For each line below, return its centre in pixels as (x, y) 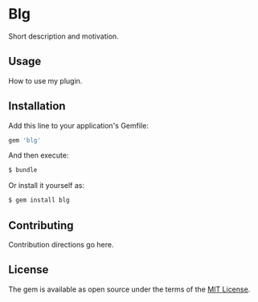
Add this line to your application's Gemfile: (78, 125)
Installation (37, 106)
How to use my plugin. (45, 80)
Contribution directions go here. (61, 245)
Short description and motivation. (63, 36)
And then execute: (39, 155)
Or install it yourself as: (46, 186)
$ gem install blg (39, 200)
